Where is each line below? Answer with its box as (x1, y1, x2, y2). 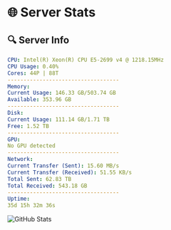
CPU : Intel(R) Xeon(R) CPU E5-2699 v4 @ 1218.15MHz (7, 56, 164, 63)
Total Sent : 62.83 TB (7, 175, 72, 182)
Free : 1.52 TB (7, 122, 50, 130)
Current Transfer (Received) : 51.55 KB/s (7, 169, 133, 176)
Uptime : (7, 195, 31, 203)
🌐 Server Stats (7, 4, 96, 21)
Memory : (7, 83, 31, 90)
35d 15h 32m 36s (7, 202, 56, 209)
